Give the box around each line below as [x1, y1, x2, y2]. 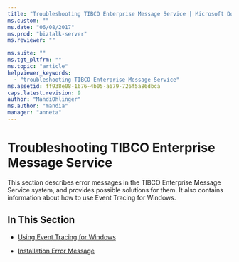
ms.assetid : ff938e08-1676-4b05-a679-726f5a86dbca [7, 82, 161, 89]
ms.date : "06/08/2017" [7, 23, 75, 31]
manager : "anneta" [7, 109, 62, 116]
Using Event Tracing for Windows [17, 232, 116, 241]
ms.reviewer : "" [7, 37, 55, 44]
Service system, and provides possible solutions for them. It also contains [7, 185, 224, 194]
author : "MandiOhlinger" [7, 96, 81, 103]
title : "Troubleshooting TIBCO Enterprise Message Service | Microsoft [7, 10, 224, 18]
